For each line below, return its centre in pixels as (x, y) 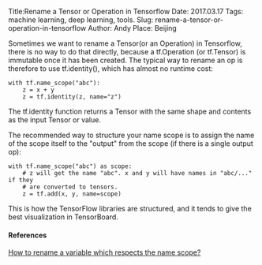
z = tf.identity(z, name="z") (72, 97)
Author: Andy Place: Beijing (133, 28)
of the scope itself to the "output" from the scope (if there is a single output (131, 144)
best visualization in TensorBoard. (63, 217)
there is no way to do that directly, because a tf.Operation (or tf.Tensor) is (127, 52)
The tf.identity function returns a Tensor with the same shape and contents (130, 111)
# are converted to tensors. (70, 187)
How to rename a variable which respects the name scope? (105, 252)
